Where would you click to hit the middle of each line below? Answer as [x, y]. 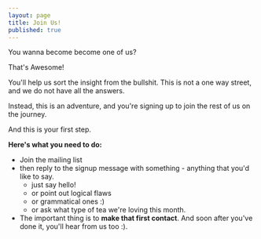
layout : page [29, 15]
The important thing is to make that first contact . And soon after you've [136, 218]
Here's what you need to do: [55, 145]
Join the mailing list [51, 160]
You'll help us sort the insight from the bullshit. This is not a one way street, [130, 82]
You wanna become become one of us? [72, 53]
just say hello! [53, 185]
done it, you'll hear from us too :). [74, 226]
